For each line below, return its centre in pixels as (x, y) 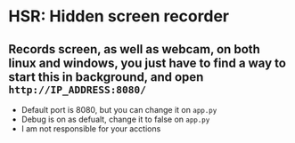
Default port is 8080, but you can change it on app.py (119, 110)
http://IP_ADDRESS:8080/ (78, 89)
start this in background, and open (106, 77)
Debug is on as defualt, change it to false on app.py (115, 119)
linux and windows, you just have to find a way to (147, 63)
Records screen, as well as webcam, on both (134, 49)
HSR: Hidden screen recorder (119, 16)
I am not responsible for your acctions (91, 129)
